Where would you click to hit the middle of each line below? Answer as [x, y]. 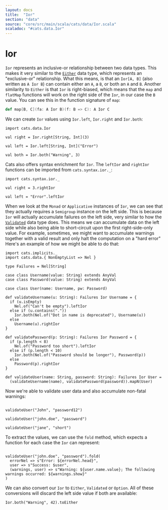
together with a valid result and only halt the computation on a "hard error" [83, 238]
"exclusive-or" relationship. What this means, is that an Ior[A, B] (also [79, 79]
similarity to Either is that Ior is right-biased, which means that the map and [83, 90]
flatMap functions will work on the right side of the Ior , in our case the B [80, 95]
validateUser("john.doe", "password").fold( [53, 456]
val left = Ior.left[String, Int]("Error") [52, 146]
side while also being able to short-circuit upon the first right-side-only [79, 227]
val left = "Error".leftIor [35, 197]
